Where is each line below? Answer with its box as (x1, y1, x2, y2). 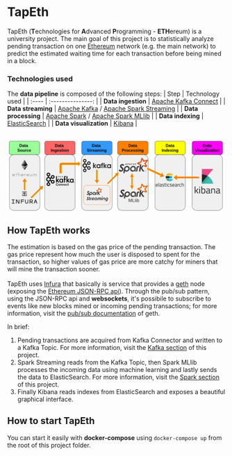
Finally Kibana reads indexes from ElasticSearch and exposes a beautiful (17, 387, 226, 396)
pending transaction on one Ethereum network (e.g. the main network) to (7, 42, 217, 50)
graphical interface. (17, 395, 74, 403)
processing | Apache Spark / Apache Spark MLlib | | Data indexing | (7, 112, 204, 120)
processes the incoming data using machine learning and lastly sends (17, 365, 217, 373)
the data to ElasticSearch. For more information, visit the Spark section (17, 373, 220, 381)
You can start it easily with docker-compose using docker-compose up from (7, 433, 222, 441)
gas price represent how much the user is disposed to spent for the (7, 250, 200, 258)
